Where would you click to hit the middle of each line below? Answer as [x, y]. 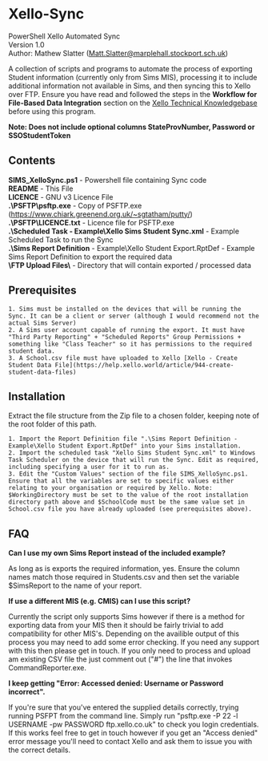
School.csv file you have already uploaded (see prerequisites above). [130, 509]
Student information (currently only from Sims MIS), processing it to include [133, 77]
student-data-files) [43, 372]
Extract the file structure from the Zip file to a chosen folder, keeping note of [134, 416]
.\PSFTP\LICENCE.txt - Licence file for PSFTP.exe [91, 222]
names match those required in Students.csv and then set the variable [124, 577]
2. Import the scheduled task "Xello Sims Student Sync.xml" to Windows [132, 453]
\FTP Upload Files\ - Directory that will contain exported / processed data [130, 265]
